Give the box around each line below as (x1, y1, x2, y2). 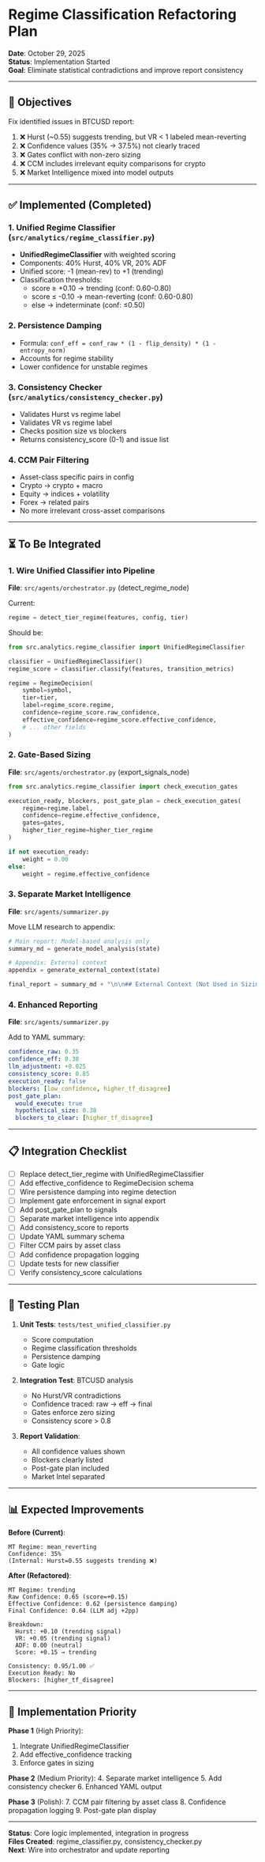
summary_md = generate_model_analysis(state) (8, 944, 160, 952)
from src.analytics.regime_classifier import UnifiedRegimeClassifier (8, 643, 245, 651)
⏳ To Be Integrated (8, 537, 101, 551)
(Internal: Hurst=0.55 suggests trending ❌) (8, 1557, 158, 1565)
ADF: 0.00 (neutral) (15, 1641, 83, 1650)
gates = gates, (22, 819, 65, 827)
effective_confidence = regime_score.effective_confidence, (22, 716, 217, 724)
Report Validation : (19, 1431, 80, 1440)
